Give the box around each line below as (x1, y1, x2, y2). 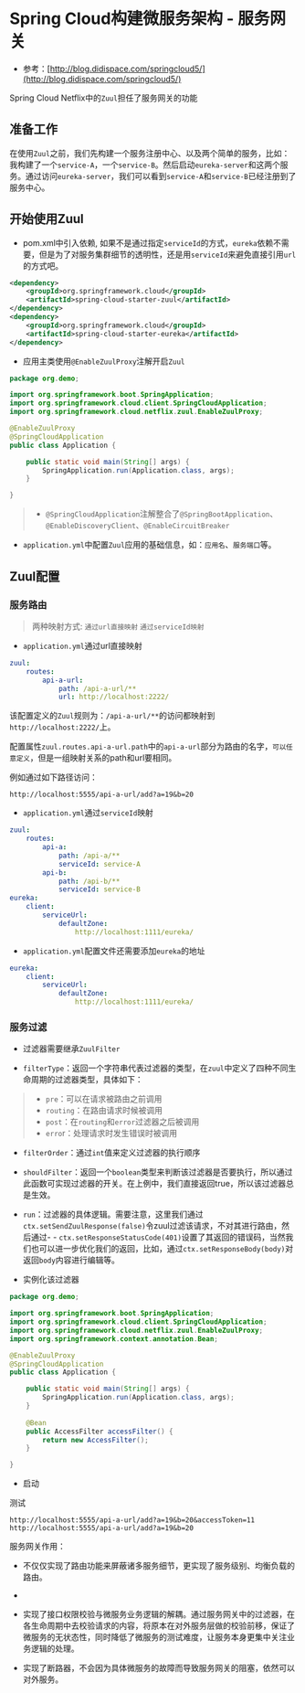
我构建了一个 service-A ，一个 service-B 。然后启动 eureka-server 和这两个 (9, 159, 280, 170)
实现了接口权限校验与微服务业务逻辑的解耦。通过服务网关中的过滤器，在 (22, 1609, 295, 1620)
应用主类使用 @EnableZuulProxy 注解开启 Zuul (22, 356, 185, 367)
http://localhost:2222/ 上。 (9, 721, 116, 732)
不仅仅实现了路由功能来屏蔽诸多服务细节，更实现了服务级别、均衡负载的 (22, 1560, 295, 1571)
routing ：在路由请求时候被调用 (45, 1105, 163, 1116)
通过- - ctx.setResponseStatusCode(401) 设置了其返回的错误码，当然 (30, 1231, 286, 1243)
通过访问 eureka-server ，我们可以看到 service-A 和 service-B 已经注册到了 (25, 170, 297, 181)
